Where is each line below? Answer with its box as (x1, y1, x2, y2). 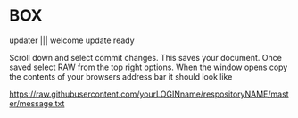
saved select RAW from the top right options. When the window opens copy (9, 62, 288, 72)
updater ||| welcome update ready (9, 35, 136, 46)
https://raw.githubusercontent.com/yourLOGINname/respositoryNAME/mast (9, 88, 289, 99)
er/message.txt (9, 97, 65, 108)
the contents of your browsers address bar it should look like (9, 71, 233, 81)
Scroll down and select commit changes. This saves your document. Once (9, 52, 283, 63)
